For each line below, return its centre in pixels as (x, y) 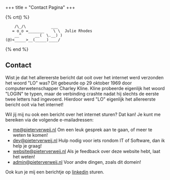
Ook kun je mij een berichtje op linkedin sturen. (55, 172)
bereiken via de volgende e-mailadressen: (50, 119)
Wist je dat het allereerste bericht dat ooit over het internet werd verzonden (84, 77)
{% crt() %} (17, 17)
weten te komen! (30, 135)
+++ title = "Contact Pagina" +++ (40, 7)
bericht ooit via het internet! (34, 104)
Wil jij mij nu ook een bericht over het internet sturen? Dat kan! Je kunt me (83, 114)
